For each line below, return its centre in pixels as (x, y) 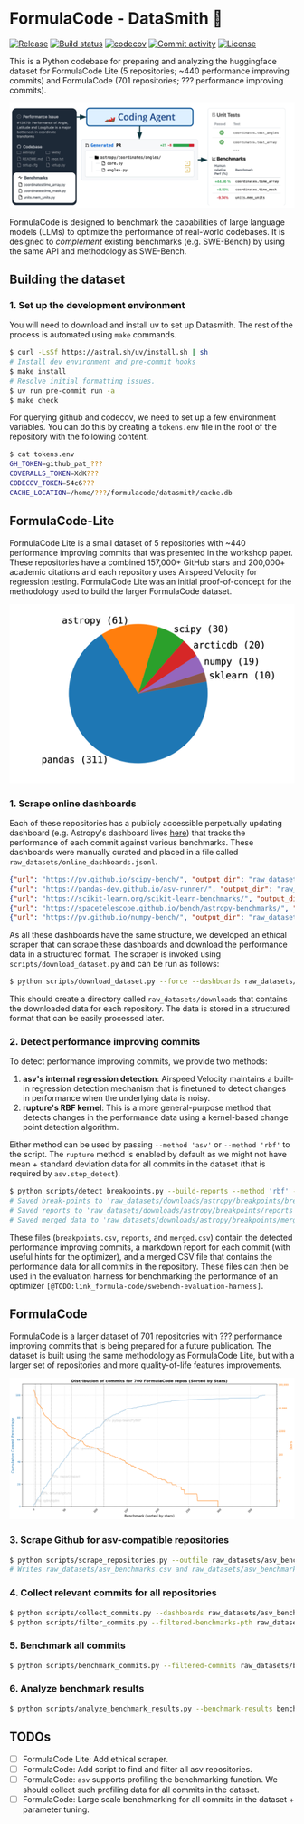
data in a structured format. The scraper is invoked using (115, 954)
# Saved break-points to (56, 1201)
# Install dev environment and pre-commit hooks (103, 362)
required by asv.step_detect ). (65, 1174)
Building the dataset (67, 279)
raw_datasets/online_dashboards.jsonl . (84, 862)
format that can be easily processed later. (87, 1019)
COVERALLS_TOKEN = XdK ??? (54, 474)
